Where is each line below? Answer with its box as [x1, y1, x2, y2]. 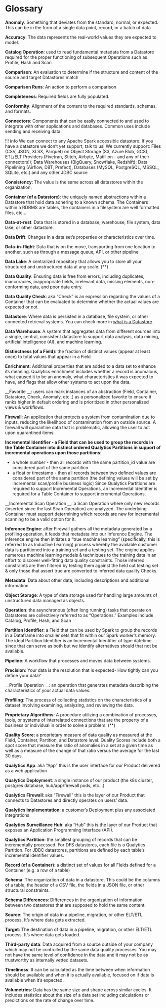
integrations [5, 812, 30, 818]
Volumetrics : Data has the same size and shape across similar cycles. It [5, 987, 152, 993]
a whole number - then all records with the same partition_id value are [12, 459, 155, 465]
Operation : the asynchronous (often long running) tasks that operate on [5, 607, 152, 613]
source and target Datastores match [5, 74, 79, 80]
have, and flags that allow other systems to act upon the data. [5, 379, 131, 385]
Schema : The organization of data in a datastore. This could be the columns [5, 877, 160, 882]
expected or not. [5, 304, 39, 309]
